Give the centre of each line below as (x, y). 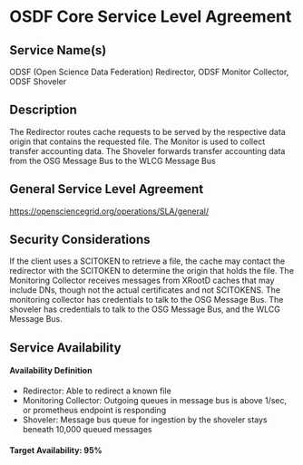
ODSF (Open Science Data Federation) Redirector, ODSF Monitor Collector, (149, 72)
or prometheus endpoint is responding (94, 411)
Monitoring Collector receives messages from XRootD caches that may (142, 281)
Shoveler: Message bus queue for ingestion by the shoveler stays (145, 420)
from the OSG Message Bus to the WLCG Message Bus (112, 160)
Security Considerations (80, 240)
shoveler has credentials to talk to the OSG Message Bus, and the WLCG (145, 309)
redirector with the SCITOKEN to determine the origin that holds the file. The (152, 271)
